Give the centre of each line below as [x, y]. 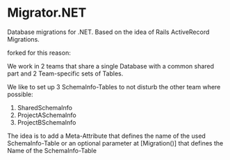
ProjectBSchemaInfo [47, 122]
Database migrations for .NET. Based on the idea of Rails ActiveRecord [108, 32]
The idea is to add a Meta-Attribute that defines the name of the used [107, 136]
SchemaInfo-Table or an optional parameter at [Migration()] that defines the [115, 143]
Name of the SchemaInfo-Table [52, 150]
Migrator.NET [47, 13]
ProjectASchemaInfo [47, 115]
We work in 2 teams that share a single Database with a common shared [110, 66]
